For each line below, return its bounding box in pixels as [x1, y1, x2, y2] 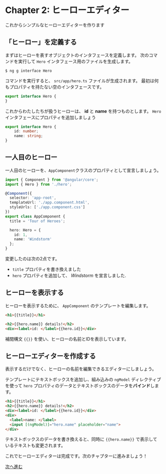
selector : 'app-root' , [9, 195, 56, 201]
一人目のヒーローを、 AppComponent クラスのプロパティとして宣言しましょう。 [5, 167, 162, 173]
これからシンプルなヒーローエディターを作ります [5, 22, 105, 28]
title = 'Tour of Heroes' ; [9, 219, 65, 224]
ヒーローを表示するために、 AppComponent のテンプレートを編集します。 [5, 302, 151, 309]
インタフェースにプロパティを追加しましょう [5, 114, 96, 120]
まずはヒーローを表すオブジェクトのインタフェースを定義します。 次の [5, 52, 149, 58]
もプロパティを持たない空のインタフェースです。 [5, 84, 105, 90]
